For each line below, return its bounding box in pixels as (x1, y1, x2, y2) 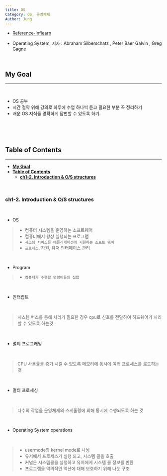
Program (12, 265, 31, 271)
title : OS (5, 7, 26, 12)
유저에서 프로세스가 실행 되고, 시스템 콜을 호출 (24, 453, 114, 459)
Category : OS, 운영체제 (5, 12, 51, 17)
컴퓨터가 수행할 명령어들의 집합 (24, 275, 80, 280)
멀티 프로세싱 (12, 387, 38, 393)
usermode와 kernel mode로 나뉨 (24, 447, 90, 453)
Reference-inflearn (12, 30, 51, 36)
